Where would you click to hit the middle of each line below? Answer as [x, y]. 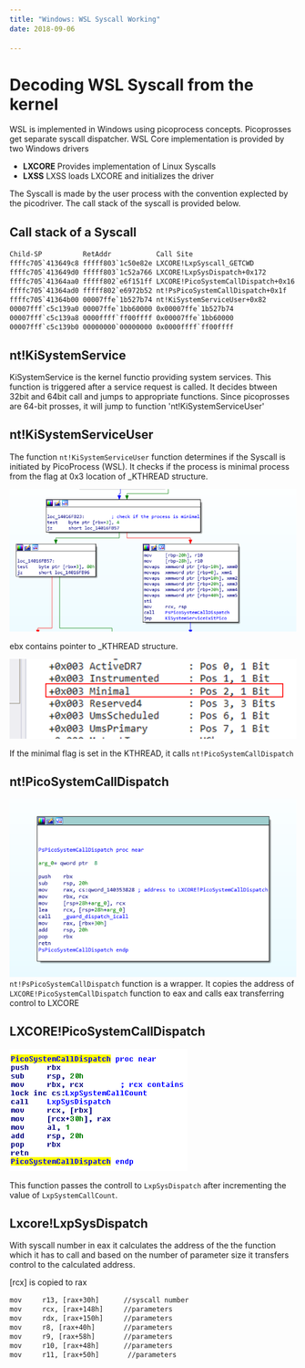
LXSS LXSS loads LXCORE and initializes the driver [118, 176]
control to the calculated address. [72, 1265]
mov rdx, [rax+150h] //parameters [91, 1319]
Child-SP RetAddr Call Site [102, 254]
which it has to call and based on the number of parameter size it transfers [149, 1255]
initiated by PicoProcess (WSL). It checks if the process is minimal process [149, 466]
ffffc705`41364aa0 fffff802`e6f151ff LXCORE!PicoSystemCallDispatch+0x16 [152, 282]
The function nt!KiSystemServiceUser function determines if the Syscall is [147, 457]
